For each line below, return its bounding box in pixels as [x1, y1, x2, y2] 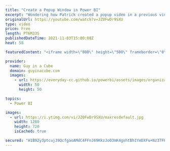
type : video [5, 21, 30, 27]
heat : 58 [5, 41, 24, 46]
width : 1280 [14, 120, 39, 125]
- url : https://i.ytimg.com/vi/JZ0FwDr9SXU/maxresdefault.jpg [10, 115, 144, 120]
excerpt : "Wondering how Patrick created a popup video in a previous [5, 12, 157, 17]
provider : [5, 59, 26, 64]
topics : [5, 96, 22, 101]
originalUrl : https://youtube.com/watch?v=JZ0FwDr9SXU [5, 17, 123, 22]
